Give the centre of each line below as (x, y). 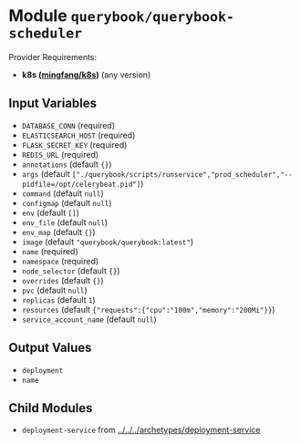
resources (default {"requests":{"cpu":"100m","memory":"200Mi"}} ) (148, 309)
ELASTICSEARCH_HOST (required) (78, 135)
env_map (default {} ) (59, 232)
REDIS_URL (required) (60, 154)
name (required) (50, 251)
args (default (46, 173)
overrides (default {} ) (62, 280)
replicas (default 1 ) (59, 299)
